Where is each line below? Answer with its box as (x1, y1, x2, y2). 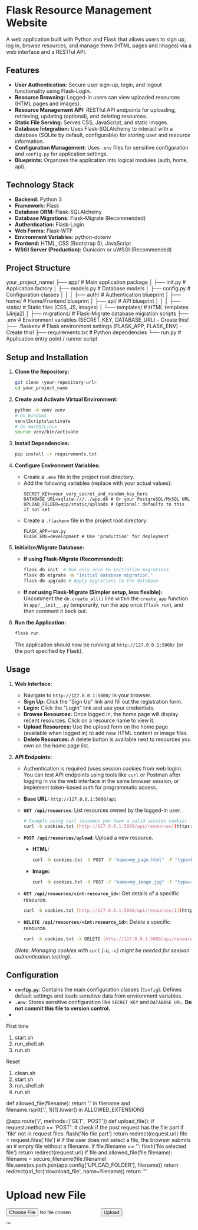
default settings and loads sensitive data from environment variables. (14, 992, 183, 999)
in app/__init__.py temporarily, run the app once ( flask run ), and (23, 601, 184, 608)
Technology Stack (6, 180, 74, 190)
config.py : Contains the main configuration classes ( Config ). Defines (14, 986, 182, 993)
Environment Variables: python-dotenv (14, 233, 111, 240)
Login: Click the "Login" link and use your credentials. (23, 704, 155, 711)
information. (14, 137, 44, 145)
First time (6, 1022, 29, 1030)
